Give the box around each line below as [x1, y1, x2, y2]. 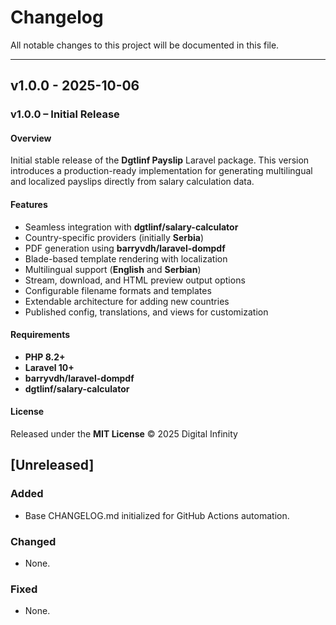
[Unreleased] [10, 457, 95, 474]
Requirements [10, 329, 71, 341]
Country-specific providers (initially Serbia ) [24, 231, 205, 243]
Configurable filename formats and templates [24, 284, 212, 296]
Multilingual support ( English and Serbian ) [24, 263, 202, 275]
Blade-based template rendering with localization [24, 252, 228, 265]
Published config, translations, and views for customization [24, 306, 269, 318]
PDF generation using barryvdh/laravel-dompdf [24, 242, 226, 254]
